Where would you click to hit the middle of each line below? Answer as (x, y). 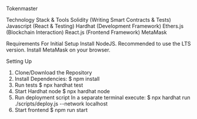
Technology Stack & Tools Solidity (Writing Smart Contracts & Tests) (89, 20)
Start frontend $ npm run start (51, 110)
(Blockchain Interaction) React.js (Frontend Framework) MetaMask (86, 32)
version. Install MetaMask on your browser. (58, 50)
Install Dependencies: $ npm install (57, 79)
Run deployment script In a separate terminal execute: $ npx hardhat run (102, 97)
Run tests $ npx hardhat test (49, 85)
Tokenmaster (22, 8)
